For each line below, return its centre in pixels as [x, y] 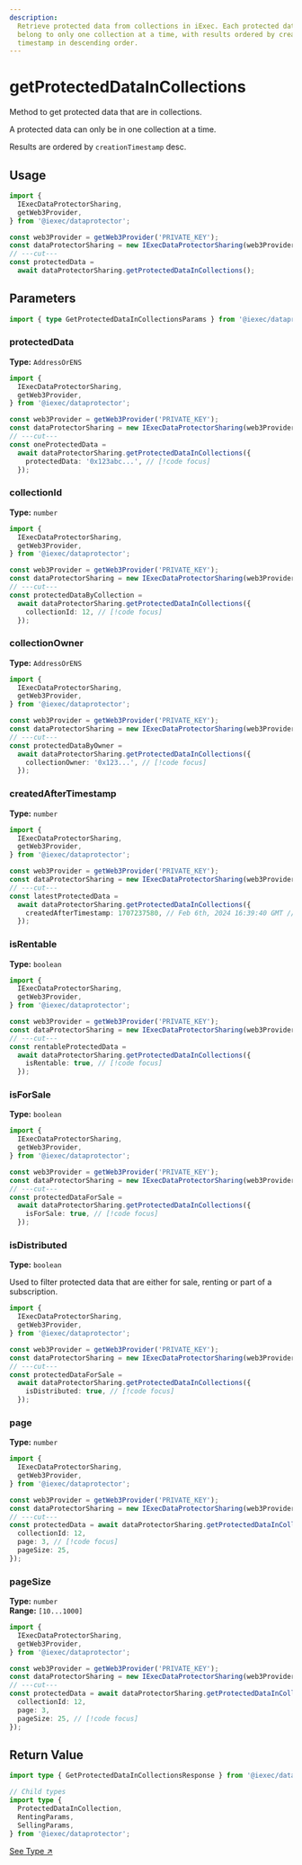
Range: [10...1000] [46, 1611]
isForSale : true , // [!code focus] [92, 1214]
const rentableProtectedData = [68, 1047]
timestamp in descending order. [78, 43]
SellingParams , [46, 1825]
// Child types [38, 1792]
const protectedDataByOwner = [66, 746]
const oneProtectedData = [58, 444]
